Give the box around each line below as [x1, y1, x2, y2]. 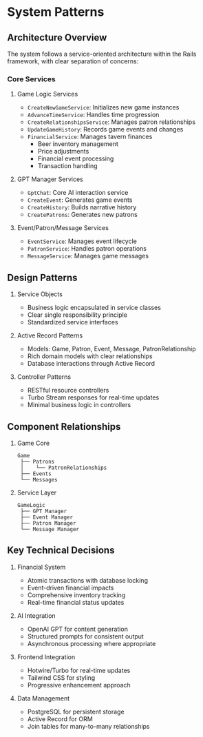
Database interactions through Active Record [27, 360, 156, 368]
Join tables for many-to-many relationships [27, 722, 150, 730]
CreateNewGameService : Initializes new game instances [27, 103, 180, 112]
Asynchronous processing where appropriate [27, 639, 156, 647]
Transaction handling [37, 162, 98, 170]
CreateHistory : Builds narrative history [27, 203, 137, 211]
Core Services [7, 74, 56, 83]
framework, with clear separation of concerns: [7, 57, 139, 65]
